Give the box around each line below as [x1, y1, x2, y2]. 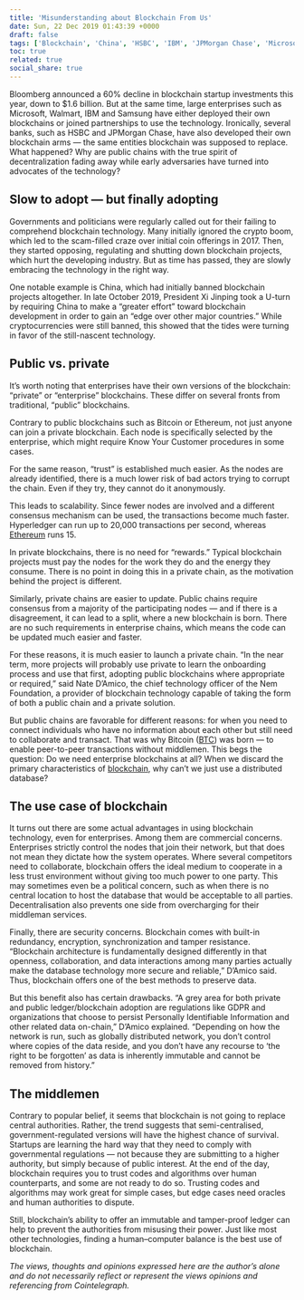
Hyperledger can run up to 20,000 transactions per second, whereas [9, 519, 267, 530]
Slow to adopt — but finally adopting [9, 192, 219, 207]
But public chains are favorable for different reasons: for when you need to [9, 715, 288, 726]
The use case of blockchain [9, 798, 168, 814]
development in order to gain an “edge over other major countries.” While [9, 310, 282, 322]
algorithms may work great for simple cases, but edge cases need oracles [9, 1188, 286, 1199]
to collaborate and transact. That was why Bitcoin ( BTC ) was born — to [9, 734, 274, 745]
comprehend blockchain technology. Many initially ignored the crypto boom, [9, 226, 294, 236]
